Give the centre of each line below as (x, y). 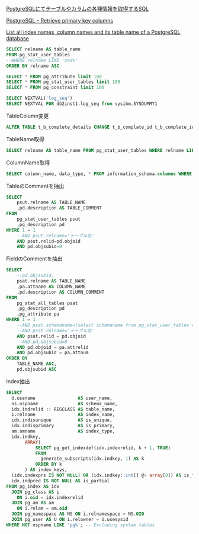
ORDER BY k (49, 465)
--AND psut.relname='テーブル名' (56, 236)
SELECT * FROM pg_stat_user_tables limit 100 (63, 82)
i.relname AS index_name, (63, 415)
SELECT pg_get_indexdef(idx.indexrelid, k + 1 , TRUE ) (103, 448)
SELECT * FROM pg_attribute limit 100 (54, 77)
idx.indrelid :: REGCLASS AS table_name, (63, 409)
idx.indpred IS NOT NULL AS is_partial (61, 481)
